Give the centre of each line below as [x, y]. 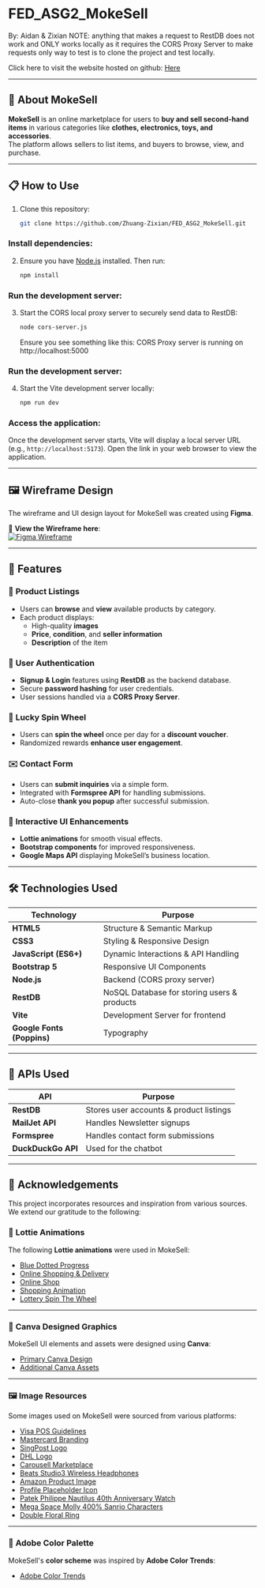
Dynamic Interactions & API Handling [171, 954]
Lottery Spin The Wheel [58, 1298]
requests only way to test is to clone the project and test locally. [112, 52]
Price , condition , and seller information [97, 634]
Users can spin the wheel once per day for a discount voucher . [124, 735]
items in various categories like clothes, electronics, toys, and [110, 127]
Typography [125, 1033]
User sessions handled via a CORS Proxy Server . [99, 697]
